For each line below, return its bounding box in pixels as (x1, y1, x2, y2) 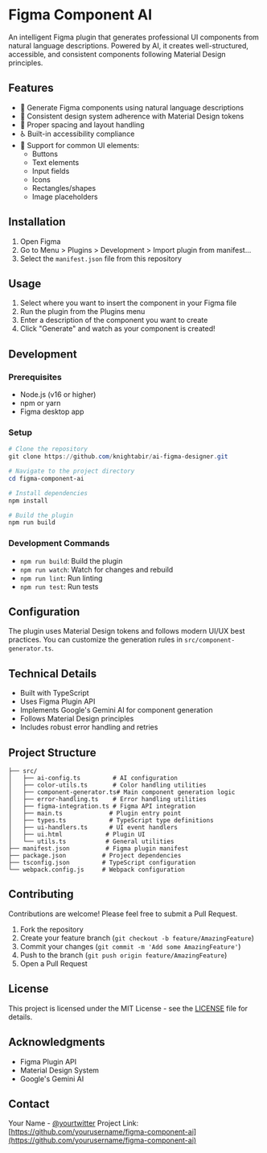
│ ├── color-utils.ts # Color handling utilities (8, 781, 207, 790)
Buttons (31, 149, 59, 159)
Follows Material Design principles (19, 714, 134, 724)
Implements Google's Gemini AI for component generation (19, 705, 213, 715)
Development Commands (8, 538, 110, 549)
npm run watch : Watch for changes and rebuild (19, 564, 174, 574)
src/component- (184, 636, 236, 645)
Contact (8, 1097, 50, 1110)
